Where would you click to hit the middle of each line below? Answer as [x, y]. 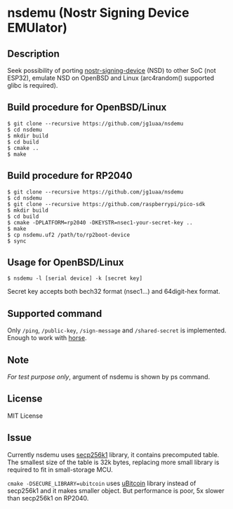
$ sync [17, 241]
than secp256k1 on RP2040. [48, 498]
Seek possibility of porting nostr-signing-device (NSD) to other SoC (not [112, 70]
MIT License [25, 416]
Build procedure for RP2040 [70, 176]
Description [33, 54]
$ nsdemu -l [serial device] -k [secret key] [75, 278]
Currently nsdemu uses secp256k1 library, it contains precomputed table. [113, 454]
